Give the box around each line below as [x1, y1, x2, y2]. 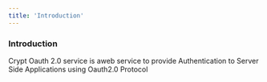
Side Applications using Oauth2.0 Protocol [8, 64, 148, 74]
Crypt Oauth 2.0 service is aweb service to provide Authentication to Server [8, 56, 259, 65]
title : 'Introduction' [8, 11, 84, 20]
